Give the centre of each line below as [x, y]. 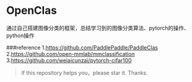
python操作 [20, 35]
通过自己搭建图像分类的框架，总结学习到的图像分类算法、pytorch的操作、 [98, 28]
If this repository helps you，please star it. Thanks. [84, 72]
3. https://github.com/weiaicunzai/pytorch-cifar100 [69, 60]
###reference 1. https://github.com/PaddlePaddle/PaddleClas [82, 47]
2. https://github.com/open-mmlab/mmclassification [70, 54]
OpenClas [32, 11]
